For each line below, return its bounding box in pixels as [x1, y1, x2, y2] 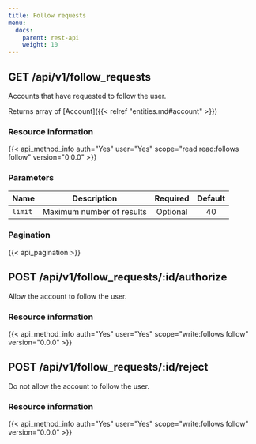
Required [154, 193, 190, 204]
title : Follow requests [8, 11, 87, 20]
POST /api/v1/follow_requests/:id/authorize [8, 270, 228, 284]
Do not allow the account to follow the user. [8, 381, 150, 391]
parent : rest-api [22, 33, 80, 42]
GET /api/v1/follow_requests [8, 70, 152, 84]
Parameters [8, 172, 54, 183]
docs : [15, 26, 34, 34]
